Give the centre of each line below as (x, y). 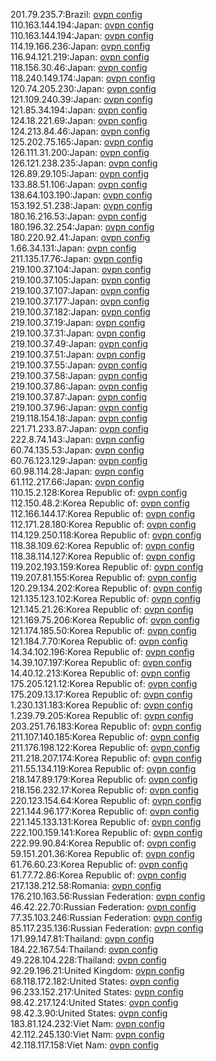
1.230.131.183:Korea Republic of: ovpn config (101, 705)
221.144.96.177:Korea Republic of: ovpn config (105, 811)
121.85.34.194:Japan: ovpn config (79, 110)
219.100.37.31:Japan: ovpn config (78, 333)
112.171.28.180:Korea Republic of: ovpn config (103, 524)
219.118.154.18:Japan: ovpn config (79, 418)
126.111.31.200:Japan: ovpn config (80, 152)
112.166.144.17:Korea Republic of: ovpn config (103, 513)
